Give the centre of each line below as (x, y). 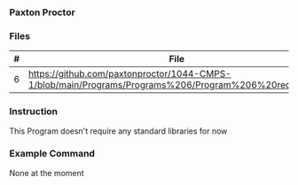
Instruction (34, 112)
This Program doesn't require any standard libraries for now (118, 131)
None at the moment (47, 173)
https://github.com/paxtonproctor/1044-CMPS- (130, 74)
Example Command (52, 154)
